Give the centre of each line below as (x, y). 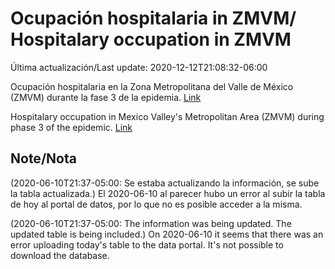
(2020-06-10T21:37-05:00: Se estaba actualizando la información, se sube (165, 183)
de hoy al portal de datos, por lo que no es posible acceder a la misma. (156, 204)
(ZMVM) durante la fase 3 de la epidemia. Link (106, 97)
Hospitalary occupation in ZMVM (151, 39)
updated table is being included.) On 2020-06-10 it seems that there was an (167, 234)
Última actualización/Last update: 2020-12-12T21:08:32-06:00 (139, 67)
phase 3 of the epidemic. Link (71, 127)
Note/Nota (43, 158)
